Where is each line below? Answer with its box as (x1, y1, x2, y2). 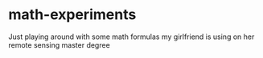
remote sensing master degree (8, 40, 110, 49)
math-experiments (8, 6, 137, 24)
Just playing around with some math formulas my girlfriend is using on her (8, 32, 255, 41)
